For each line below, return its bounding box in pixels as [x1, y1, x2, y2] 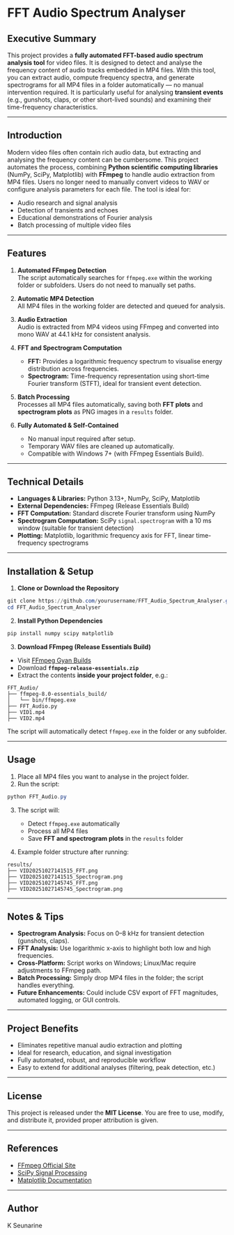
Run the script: [17, 779, 60, 788]
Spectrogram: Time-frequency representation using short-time [27, 371, 210, 380]
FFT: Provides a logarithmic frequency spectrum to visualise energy [27, 357, 223, 365]
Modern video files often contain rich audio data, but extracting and [7, 148, 201, 156]
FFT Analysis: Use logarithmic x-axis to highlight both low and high [17, 944, 211, 952]
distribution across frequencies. [27, 364, 120, 373]
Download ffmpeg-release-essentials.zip [17, 663, 139, 671]
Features [7, 247, 47, 259]
